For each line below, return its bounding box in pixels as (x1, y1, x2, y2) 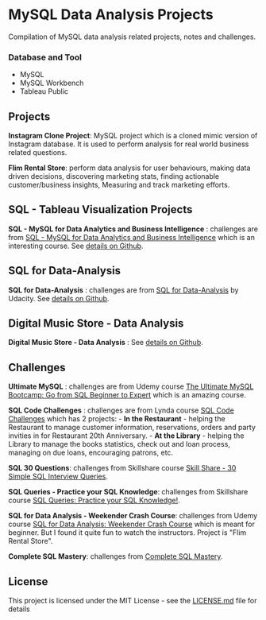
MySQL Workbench (19, 78, 84, 88)
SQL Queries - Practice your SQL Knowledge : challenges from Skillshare (8, 487, 249, 497)
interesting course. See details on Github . (8, 241, 144, 250)
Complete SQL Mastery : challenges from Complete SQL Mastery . (8, 552, 223, 561)
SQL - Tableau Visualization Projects (8, 203, 193, 216)
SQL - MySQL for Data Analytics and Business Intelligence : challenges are (8, 224, 258, 234)
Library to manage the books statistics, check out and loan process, (8, 440, 230, 449)
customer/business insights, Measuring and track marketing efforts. (8, 180, 230, 190)
